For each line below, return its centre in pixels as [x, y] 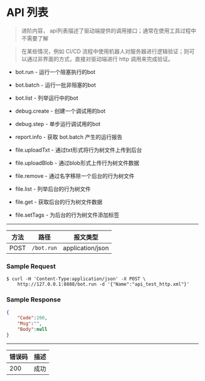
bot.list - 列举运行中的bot [46, 98]
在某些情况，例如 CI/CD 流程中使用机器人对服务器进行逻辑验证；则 [105, 51]
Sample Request [31, 266]
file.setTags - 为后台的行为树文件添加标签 [67, 215]
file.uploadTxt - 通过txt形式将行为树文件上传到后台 [78, 150]
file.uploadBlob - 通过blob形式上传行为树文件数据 [77, 163]
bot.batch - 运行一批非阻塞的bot [56, 85]
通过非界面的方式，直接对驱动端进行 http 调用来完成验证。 [100, 59]
